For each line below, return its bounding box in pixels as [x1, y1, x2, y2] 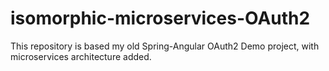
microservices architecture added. [10, 50, 152, 62]
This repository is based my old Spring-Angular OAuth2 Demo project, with [10, 40, 320, 52]
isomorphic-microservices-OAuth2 [10, 7, 311, 30]
